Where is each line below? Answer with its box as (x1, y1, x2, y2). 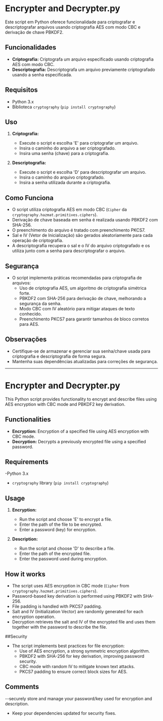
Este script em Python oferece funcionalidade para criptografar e (5, 19, 135, 25)
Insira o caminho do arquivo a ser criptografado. (19, 145, 116, 151)
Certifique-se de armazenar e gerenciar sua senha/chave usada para (12, 348, 150, 354)
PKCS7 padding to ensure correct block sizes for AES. (19, 669, 128, 674)
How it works (5, 570, 46, 578)
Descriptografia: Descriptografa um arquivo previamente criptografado (12, 67, 155, 72)
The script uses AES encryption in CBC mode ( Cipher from (12, 583, 130, 588)
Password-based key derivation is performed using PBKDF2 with (12, 593, 142, 599)
